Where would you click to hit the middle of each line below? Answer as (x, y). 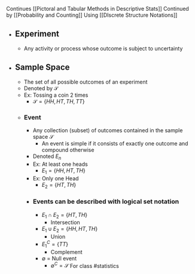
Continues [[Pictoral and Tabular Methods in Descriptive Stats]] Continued (98, 9)
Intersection (65, 222)
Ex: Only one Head (56, 178)
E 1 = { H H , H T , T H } (63, 171)
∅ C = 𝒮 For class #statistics (85, 265)
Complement (66, 252)
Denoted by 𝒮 (41, 88)
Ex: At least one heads (60, 164)
